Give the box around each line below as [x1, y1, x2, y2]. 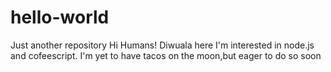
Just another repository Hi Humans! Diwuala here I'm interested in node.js [10, 39, 315, 51]
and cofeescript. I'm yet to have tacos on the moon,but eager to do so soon [10, 49, 322, 61]
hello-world [10, 6, 110, 29]
